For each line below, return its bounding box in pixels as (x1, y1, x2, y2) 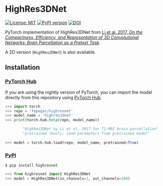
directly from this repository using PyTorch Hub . (5, 94, 102, 100)
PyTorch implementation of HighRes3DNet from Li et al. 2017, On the (5, 29, 143, 35)
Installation (5, 63, 40, 72)
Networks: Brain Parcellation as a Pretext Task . (5, 39, 101, 45)
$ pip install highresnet (5, 163, 58, 168)
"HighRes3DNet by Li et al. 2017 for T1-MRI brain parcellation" (23, 127, 159, 132)
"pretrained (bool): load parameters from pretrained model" (23, 131, 150, 136)
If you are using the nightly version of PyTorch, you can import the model (5, 89, 152, 95)
